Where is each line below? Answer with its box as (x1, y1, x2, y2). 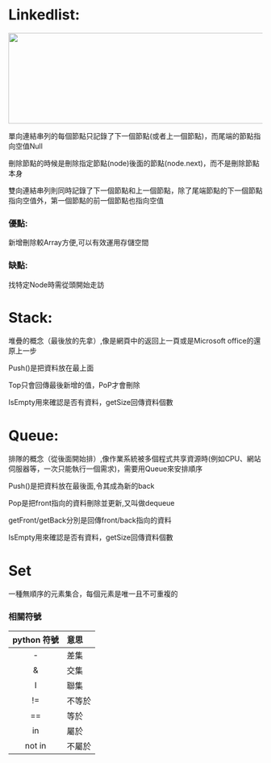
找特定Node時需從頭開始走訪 (8, 280, 105, 290)
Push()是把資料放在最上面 (8, 363, 94, 373)
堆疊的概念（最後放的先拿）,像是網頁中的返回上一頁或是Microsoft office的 (8, 336, 254, 346)
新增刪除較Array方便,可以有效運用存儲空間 (8, 238, 149, 248)
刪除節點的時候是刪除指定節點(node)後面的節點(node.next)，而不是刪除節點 (8, 158, 260, 168)
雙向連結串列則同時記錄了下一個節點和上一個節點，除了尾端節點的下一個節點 (8, 186, 263, 195)
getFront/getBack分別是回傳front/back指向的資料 (8, 515, 172, 525)
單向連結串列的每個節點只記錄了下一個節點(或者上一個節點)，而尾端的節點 (8, 131, 254, 140)
